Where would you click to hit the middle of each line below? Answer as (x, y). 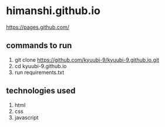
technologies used (41, 91)
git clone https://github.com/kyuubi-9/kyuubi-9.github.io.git (87, 59)
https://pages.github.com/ (38, 27)
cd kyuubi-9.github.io (41, 66)
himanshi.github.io (53, 11)
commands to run (39, 46)
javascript (26, 117)
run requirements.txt (39, 72)
